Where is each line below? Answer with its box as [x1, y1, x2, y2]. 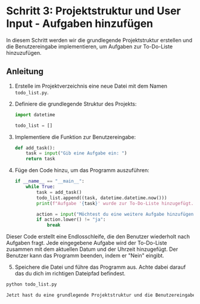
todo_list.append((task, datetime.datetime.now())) [36, 195, 167, 201]
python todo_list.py [6, 281, 58, 287]
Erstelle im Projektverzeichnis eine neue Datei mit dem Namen [14, 82, 168, 89]
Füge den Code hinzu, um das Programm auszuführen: [14, 167, 150, 174]
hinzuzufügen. [6, 49, 42, 56]
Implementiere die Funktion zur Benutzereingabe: [14, 133, 136, 141]
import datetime [14, 111, 55, 117]
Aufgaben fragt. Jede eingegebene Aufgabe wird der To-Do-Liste [6, 240, 167, 247]
